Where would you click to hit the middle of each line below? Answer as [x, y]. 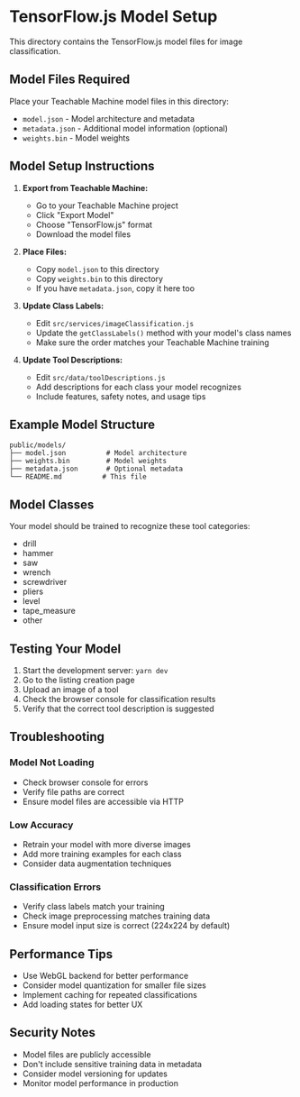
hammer [38, 553]
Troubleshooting [57, 737]
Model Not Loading [52, 763]
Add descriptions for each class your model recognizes [138, 387]
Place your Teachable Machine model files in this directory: [119, 101]
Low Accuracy [41, 825]
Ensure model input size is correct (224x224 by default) [126, 926]
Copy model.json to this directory [97, 269]
